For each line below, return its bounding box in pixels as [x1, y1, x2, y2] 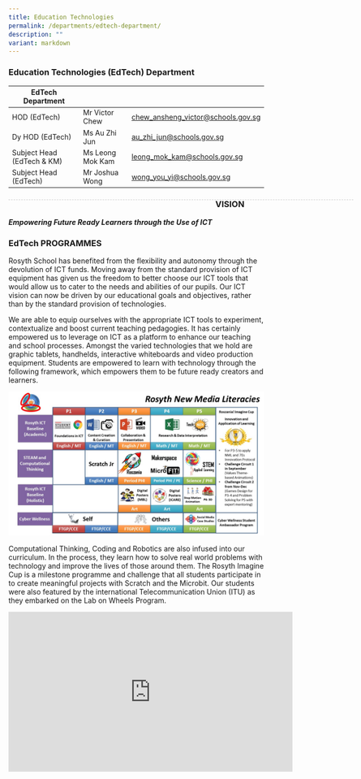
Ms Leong [83, 147, 117, 158]
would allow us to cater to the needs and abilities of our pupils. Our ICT [8, 282, 246, 292]
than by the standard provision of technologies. [8, 299, 166, 309]
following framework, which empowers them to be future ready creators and [8, 366, 264, 377]
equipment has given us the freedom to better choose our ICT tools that [8, 273, 249, 283]
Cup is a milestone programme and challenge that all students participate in [8, 569, 261, 579]
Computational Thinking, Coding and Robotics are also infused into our [8, 543, 245, 553]
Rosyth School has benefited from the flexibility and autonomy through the [8, 256, 258, 266]
